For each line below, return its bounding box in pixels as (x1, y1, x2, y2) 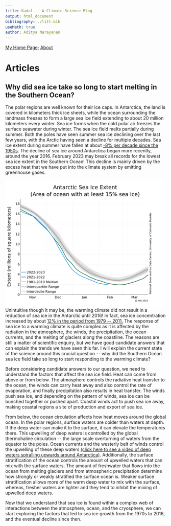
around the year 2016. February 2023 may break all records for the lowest (5, 153, 161, 159)
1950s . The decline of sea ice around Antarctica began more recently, (5, 148, 152, 154)
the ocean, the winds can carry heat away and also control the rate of (5, 382, 152, 388)
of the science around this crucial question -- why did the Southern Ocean (5, 351, 162, 357)
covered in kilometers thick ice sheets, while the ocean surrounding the (5, 110, 156, 116)
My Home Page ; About (5, 44, 53, 51)
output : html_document (5, 13, 54, 19)
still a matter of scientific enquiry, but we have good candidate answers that (5, 340, 165, 346)
